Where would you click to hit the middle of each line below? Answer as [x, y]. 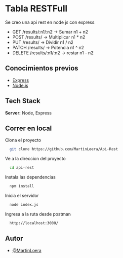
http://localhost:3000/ [34, 223]
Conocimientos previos [42, 68]
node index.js [24, 205]
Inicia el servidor [22, 196]
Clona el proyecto [23, 140]
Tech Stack [23, 101]
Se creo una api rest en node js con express [50, 22]
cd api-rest [22, 168]
